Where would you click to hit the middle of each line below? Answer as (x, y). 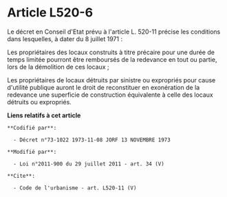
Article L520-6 (50, 13)
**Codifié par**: (32, 128)
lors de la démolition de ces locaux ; (58, 67)
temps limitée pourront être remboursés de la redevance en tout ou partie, (112, 59)
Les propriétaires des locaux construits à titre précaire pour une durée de (111, 52)
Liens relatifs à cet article (44, 115)
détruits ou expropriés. (40, 102)
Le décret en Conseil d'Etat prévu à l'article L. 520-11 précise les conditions (114, 32)
